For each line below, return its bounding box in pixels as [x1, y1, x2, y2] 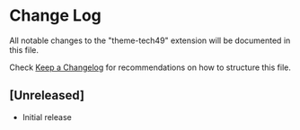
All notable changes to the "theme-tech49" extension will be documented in [9, 35, 291, 46]
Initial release [22, 111, 72, 122]
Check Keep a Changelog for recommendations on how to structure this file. [9, 62, 292, 73]
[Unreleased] [9, 88, 85, 103]
